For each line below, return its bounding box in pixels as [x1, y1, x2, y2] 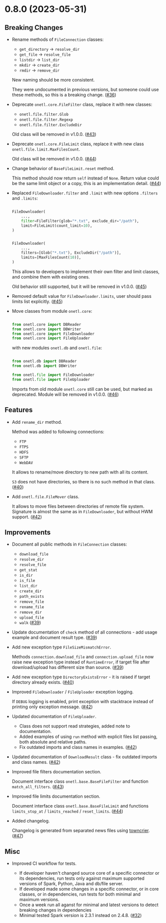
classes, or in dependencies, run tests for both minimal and [19, 891, 141, 897]
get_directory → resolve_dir [19, 46, 80, 52]
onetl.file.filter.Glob [19, 112, 69, 117]
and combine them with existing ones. [11, 274, 90, 279]
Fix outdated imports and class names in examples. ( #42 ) [19, 744, 137, 750]
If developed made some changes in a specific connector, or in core [19, 886, 159, 892]
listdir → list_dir [19, 57, 60, 63]
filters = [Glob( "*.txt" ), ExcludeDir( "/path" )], [21, 250, 121, 256]
